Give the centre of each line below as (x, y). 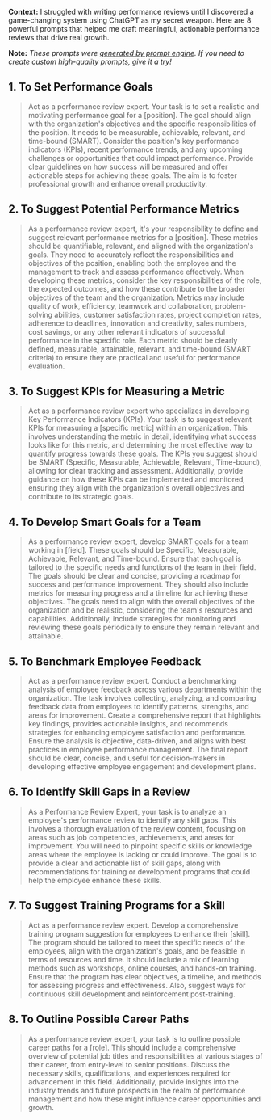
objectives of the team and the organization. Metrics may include (136, 297)
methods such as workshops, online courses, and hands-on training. (142, 968)
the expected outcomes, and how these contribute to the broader (137, 288)
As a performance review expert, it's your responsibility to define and (143, 229)
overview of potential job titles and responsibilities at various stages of (145, 1056)
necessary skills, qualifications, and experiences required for (129, 1073)
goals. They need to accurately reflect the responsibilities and (131, 255)
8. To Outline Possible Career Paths (99, 1019)
